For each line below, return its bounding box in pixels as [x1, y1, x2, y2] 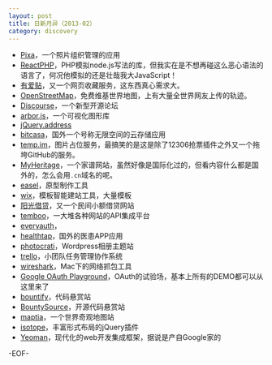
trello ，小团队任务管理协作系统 [19, 251, 123, 261]
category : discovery [8, 27, 79, 35]
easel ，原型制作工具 [19, 180, 89, 191]
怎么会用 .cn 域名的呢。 [41, 170, 118, 180]
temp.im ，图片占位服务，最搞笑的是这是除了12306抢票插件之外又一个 [19, 140, 253, 150]
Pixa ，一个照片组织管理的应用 [19, 50, 120, 60]
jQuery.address [19, 120, 72, 130]
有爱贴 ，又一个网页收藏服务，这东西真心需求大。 [19, 80, 184, 90]
